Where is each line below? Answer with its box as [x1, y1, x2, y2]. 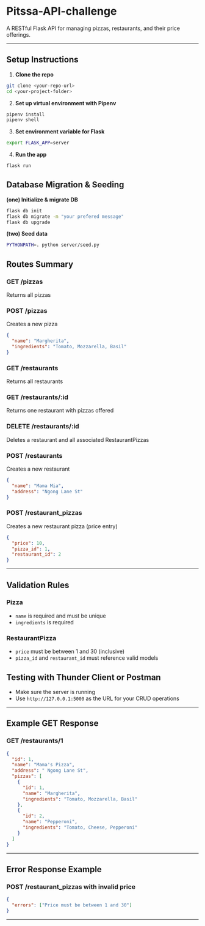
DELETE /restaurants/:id [6, 422, 79, 431]
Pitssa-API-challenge [6, 4, 117, 18]
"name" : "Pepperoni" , [22, 819, 78, 825]
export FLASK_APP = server [6, 140, 70, 146]
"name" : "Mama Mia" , [12, 482, 64, 489]
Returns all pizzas [6, 291, 51, 298]
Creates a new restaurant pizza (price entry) [6, 522, 118, 530]
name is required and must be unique [15, 612, 106, 619]
